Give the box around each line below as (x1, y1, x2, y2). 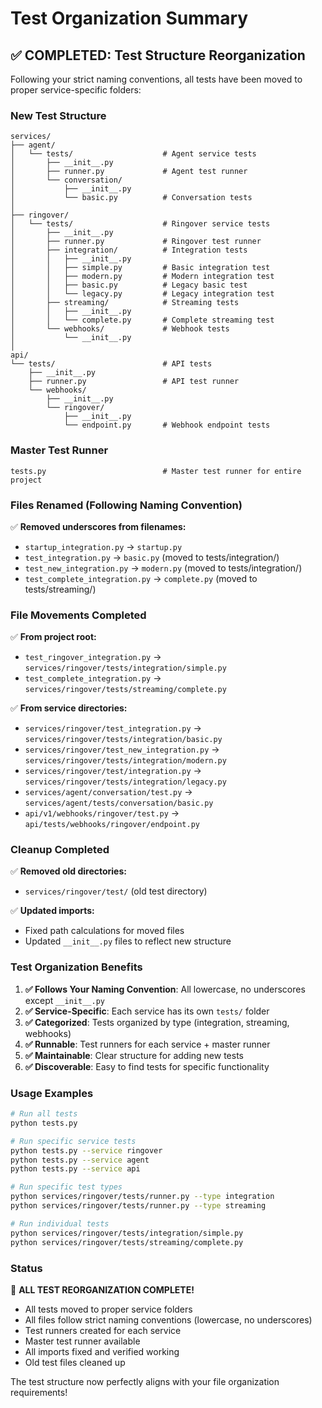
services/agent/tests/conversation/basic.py (24, 798, 214, 809)
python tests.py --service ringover (10, 1145, 163, 1156)
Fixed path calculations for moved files (24, 925, 185, 937)
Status (10, 1261, 43, 1275)
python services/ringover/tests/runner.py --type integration (10, 1192, 275, 1202)
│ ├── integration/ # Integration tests (10, 245, 248, 256)
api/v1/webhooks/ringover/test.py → (24, 807, 180, 819)
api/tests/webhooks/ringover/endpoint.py (24, 820, 200, 830)
